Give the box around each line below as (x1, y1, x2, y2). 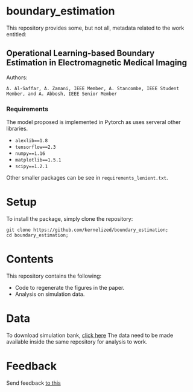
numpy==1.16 (14, 151, 45, 157)
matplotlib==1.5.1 (14, 157, 62, 163)
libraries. (6, 125, 28, 132)
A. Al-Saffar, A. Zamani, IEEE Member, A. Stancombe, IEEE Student (6, 85, 180, 91)
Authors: (6, 74, 28, 81)
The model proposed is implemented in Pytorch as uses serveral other (6, 119, 181, 126)
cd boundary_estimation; (6, 232, 69, 238)
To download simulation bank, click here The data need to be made (6, 332, 174, 339)
